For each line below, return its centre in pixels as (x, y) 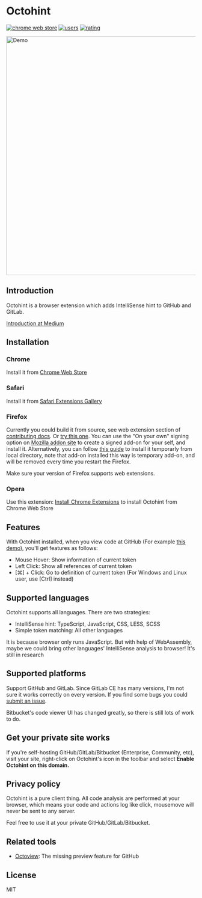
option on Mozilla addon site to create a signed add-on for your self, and (96, 442)
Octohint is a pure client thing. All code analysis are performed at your (93, 798)
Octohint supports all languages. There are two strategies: (78, 612)
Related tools (31, 842)
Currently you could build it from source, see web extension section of (93, 430)
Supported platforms (46, 673)
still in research (25, 655)
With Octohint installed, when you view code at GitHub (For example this (96, 542)
